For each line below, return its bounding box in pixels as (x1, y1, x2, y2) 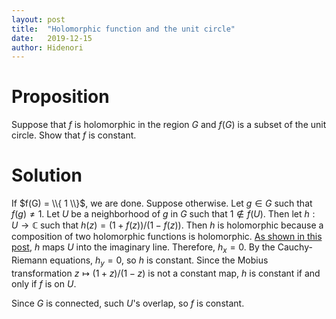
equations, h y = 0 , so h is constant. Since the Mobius (49, 254, 269, 268)
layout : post (11, 14, 66, 25)
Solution (11, 164, 83, 187)
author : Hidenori (11, 42, 84, 53)
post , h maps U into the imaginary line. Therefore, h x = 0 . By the (11, 241, 276, 255)
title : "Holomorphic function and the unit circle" (11, 24, 236, 34)
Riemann (11, 254, 48, 266)
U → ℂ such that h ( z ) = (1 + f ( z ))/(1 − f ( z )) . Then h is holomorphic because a (11, 219, 324, 231)
